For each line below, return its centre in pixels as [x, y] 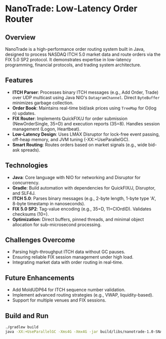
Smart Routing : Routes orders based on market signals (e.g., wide [80, 145]
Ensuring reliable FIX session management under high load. [73, 257]
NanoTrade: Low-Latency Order [71, 9]
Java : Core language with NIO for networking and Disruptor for [76, 177]
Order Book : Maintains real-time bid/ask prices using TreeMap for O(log [84, 108]
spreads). [30, 150]
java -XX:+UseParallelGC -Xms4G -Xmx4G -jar [52, 332]
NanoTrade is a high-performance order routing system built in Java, [75, 49]
